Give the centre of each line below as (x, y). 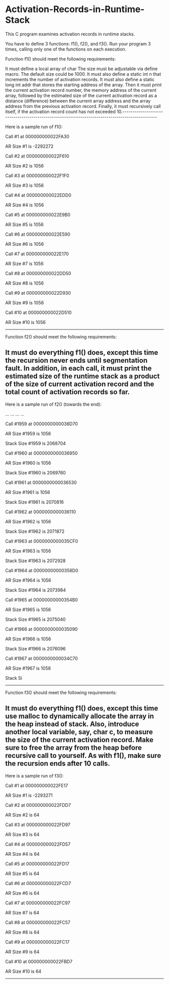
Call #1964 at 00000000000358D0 (42, 570)
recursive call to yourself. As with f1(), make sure (83, 756)
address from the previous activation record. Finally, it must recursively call (83, 106)
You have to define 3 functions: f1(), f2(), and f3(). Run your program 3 (78, 43)
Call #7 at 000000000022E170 (37, 254)
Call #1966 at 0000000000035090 (41, 629)
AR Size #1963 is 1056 (28, 551)
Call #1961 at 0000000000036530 (41, 482)
